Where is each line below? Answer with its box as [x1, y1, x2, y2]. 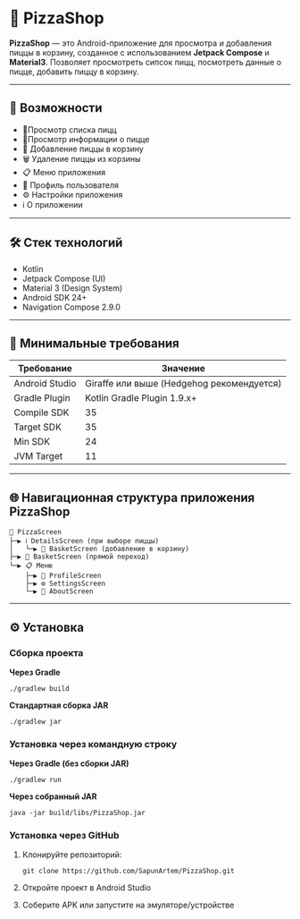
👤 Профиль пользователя [21, 179, 119, 191]
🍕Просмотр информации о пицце [21, 133, 150, 144]
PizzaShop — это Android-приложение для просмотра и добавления [9, 38, 272, 48]
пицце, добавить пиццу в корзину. [9, 66, 140, 77]
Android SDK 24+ [21, 292, 87, 302]
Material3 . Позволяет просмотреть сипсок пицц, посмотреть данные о [9, 56, 282, 67]
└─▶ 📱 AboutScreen [25, 587, 94, 596]
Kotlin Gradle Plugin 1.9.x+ [84, 392, 197, 404]
